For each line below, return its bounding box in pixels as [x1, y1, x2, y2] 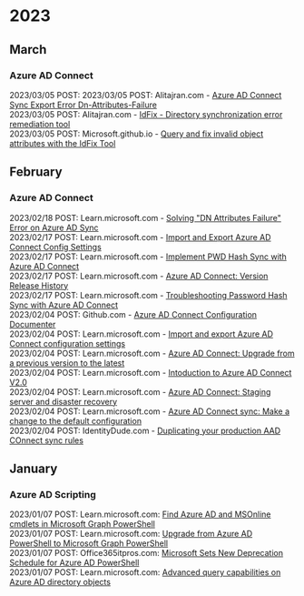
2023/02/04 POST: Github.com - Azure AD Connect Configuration [9, 308, 257, 319]
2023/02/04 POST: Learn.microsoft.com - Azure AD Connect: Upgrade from [9, 348, 295, 359]
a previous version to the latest [9, 357, 125, 369]
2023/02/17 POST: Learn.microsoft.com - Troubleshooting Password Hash [9, 289, 288, 300]
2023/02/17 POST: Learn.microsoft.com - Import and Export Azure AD [9, 231, 271, 242]
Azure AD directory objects [9, 577, 112, 588]
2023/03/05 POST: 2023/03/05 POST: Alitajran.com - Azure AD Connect [9, 89, 282, 100]
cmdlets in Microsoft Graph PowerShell [9, 519, 156, 530]
